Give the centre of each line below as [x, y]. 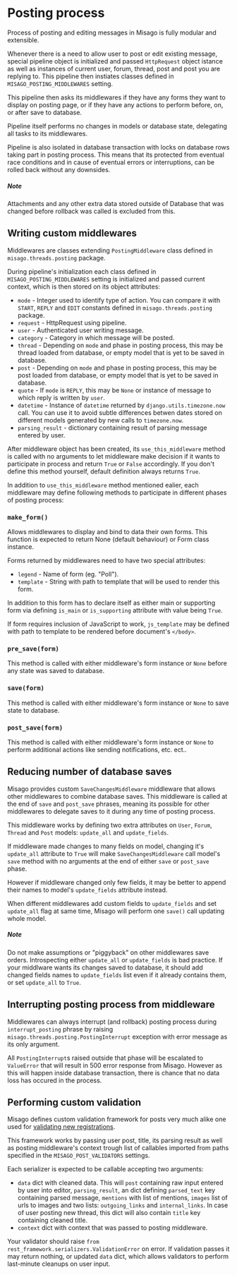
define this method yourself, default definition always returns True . [104, 471]
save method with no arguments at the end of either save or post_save [108, 861]
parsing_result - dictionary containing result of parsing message [112, 428]
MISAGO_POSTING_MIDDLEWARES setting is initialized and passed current [107, 279]
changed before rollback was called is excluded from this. [91, 211]
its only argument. [34, 1044]
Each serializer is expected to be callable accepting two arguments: [105, 1169]
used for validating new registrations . [61, 1127]
